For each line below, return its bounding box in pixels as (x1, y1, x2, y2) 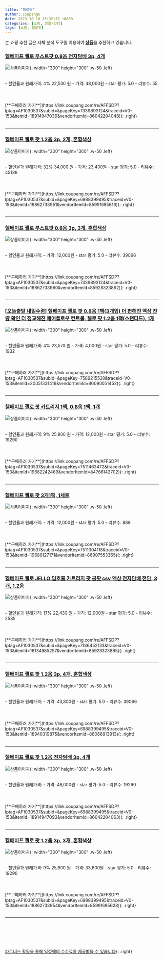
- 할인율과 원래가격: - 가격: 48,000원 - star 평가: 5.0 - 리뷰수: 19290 (5, 781, 136, 787)
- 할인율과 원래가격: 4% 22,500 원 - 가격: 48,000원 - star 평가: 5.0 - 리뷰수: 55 (5, 80, 158, 86)
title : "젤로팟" (5, 7, 35, 12)
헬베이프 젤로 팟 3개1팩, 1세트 (5, 492, 70, 498)
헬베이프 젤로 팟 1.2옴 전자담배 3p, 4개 (5, 754, 90, 761)
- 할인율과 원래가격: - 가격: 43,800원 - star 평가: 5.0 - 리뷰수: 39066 (5, 699, 137, 704)
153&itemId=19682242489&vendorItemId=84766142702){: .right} (5, 469, 137, 475)
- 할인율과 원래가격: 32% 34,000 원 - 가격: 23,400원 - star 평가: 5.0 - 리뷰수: (5, 164, 154, 170)
